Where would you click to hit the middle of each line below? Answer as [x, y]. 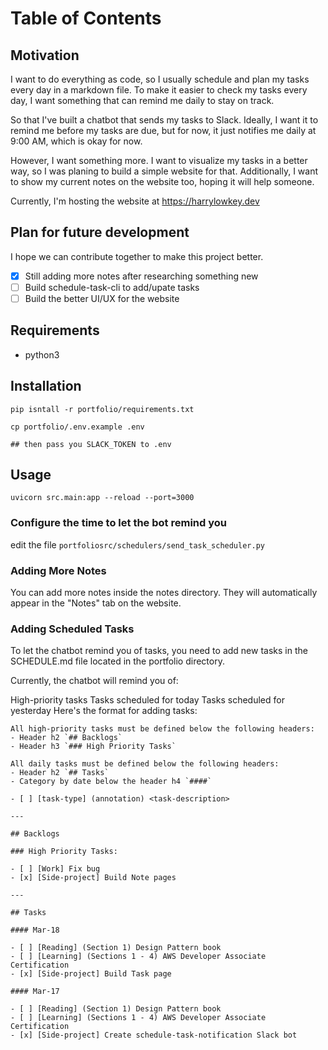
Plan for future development [100, 232]
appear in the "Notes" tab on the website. [96, 603]
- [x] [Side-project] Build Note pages [93, 878]
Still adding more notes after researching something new [141, 276]
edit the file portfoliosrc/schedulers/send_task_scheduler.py [137, 544]
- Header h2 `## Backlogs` [66, 738]
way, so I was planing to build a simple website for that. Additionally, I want [164, 171]
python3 [42, 354]
